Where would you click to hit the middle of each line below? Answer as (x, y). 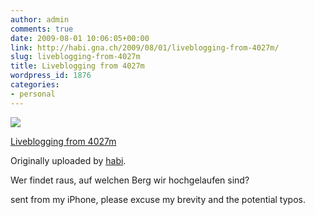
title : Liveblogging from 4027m (77, 66)
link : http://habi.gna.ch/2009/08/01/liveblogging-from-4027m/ (145, 47)
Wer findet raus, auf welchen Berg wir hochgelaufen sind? (130, 180)
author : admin (40, 19)
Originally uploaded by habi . (68, 160)
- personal (33, 94)
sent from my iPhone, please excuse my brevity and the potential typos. (158, 199)
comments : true (42, 29)
